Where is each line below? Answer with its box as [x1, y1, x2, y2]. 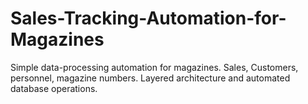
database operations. [10, 82, 98, 94]
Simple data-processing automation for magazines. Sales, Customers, [10, 61, 299, 73]
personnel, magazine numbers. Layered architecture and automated [10, 72, 291, 84]
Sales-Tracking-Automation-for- [10, 7, 287, 30]
